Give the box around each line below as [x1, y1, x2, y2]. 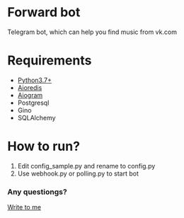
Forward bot [7, 4, 81, 21]
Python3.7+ [17, 76, 52, 84]
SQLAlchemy [17, 113, 56, 122]
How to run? [7, 139, 80, 154]
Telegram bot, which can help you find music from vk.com [7, 28, 177, 36]
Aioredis [17, 83, 42, 92]
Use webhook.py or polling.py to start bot [17, 169, 139, 178]
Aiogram [17, 91, 43, 99]
